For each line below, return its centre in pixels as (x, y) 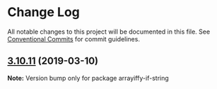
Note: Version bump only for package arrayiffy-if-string (88, 78)
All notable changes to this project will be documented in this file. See (109, 32)
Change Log (43, 12)
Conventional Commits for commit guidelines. (74, 39)
